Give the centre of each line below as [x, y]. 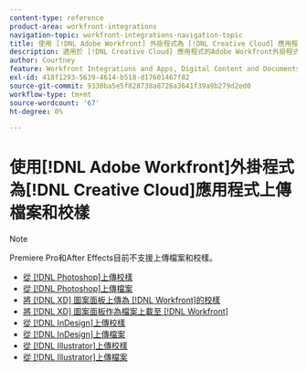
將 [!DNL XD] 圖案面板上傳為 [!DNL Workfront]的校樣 [122, 300]
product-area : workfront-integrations [83, 26]
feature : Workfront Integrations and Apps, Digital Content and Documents [155, 69]
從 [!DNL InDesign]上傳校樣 [74, 323]
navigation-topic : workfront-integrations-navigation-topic [127, 35]
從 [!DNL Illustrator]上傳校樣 [75, 346]
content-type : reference [57, 18]
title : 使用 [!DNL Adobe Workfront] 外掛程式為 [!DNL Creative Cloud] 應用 [151, 43]
